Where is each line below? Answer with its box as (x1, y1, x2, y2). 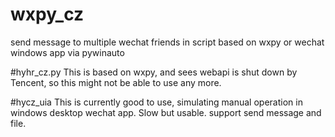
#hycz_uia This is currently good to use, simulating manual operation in (10, 96, 303, 108)
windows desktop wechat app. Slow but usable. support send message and (10, 106, 322, 118)
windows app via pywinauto (10, 46, 125, 58)
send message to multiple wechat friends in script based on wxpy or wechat (10, 36, 325, 48)
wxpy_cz (10, 3, 85, 26)
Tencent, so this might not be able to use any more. (10, 76, 222, 88)
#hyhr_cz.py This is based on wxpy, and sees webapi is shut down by (10, 66, 298, 78)
